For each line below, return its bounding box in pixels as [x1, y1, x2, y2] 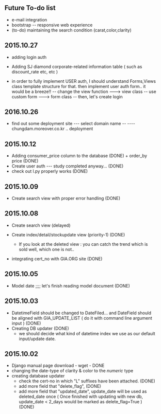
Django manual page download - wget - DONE [11, 362, 105, 369]
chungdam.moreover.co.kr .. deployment [11, 126, 93, 132]
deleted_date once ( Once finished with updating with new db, [18, 394, 143, 399]
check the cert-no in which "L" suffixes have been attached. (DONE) [18, 378, 156, 384]
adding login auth [11, 54, 47, 60]
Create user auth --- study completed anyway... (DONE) [11, 163, 124, 169]
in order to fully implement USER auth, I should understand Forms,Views [11, 78, 156, 84]
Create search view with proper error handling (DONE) [11, 196, 121, 201]
